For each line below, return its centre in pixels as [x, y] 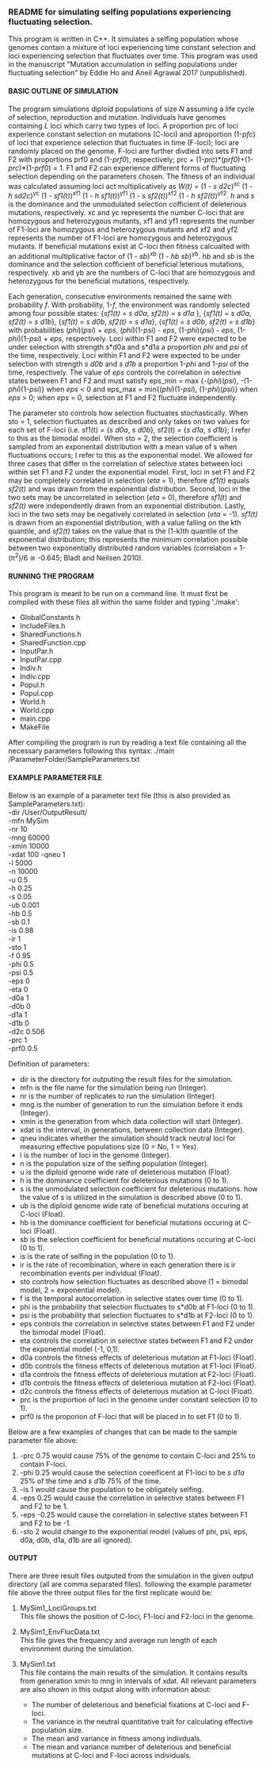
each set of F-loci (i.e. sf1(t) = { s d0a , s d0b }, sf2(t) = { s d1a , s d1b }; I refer [129, 430]
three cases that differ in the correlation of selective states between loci [125, 464]
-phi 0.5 [21, 964]
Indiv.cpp [35, 676]
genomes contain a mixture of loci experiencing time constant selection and [132, 48]
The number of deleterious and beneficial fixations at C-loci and [136, 1704]
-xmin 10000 [29, 846]
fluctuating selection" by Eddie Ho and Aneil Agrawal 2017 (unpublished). [128, 73]
